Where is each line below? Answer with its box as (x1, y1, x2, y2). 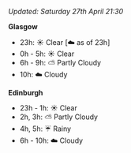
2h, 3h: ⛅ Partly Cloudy (19, 112, 99, 121)
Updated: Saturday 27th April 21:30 (8, 7, 124, 16)
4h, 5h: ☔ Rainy (19, 124, 72, 133)
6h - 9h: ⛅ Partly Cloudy (19, 58, 101, 67)
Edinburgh (8, 88, 43, 97)
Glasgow (8, 22, 38, 31)
